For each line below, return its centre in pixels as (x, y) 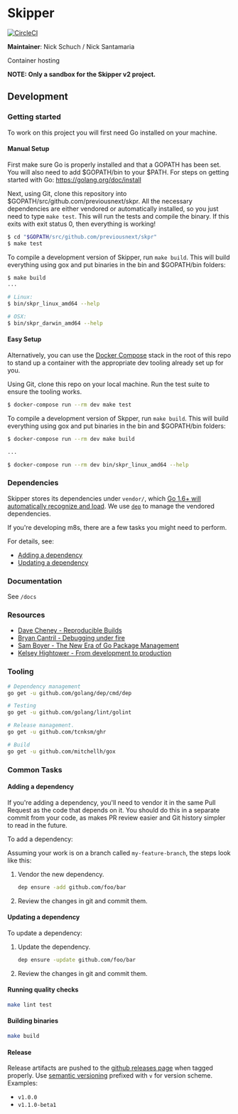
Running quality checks (43, 990)
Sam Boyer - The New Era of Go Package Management (98, 645)
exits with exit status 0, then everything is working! (82, 224)
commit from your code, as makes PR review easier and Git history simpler (117, 818)
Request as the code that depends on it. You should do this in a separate (114, 810)
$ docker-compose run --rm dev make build (71, 439)
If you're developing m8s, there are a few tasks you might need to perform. (117, 527)
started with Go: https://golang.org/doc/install (75, 179)
